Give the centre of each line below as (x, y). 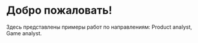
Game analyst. (24, 33)
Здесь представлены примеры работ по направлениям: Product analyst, (99, 27)
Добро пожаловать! (59, 10)
